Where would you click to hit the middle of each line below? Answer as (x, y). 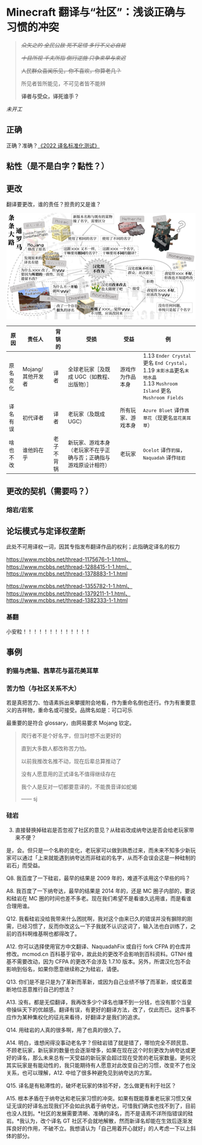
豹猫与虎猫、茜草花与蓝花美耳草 (53, 671)
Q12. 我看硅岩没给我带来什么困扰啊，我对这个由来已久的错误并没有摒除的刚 (99, 918)
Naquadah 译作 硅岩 (164, 457)
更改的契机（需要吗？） (50, 491)
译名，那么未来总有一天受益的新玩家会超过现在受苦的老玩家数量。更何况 (106, 1058)
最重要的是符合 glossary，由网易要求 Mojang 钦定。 (71, 723)
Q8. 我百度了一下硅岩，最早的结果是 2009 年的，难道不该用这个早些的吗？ (98, 878)
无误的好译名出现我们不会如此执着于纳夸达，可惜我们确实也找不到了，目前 (103, 1106)
